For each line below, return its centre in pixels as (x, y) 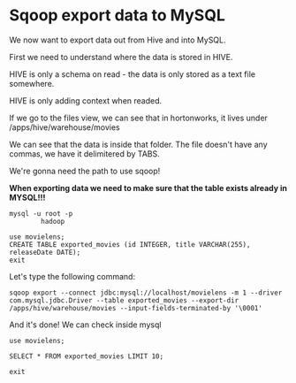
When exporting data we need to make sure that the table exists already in (148, 188)
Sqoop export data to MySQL (117, 15)
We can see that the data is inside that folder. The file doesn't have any (138, 144)
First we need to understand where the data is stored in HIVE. (121, 57)
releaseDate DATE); (45, 252)
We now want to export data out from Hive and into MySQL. (118, 40)
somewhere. (32, 83)
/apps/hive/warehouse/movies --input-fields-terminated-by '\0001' (136, 308)
